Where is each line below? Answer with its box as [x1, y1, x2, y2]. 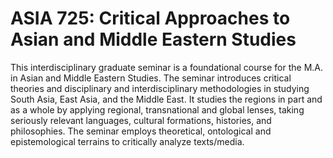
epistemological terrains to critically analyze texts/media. [10, 135, 245, 147]
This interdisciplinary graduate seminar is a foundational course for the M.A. [10, 61, 324, 73]
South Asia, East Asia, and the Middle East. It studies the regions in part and [10, 93, 323, 105]
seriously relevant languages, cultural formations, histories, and [10, 114, 272, 126]
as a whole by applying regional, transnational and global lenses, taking [10, 103, 305, 116]
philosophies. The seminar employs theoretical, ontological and [10, 125, 272, 137]
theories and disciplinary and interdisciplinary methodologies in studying [10, 82, 310, 94]
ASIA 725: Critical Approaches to [10, 7, 291, 30]
